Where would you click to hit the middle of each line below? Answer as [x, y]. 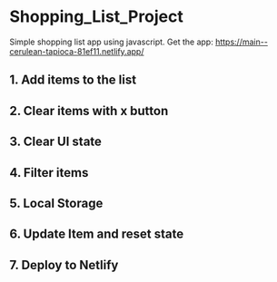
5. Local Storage [56, 203]
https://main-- [241, 42]
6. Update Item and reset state [97, 234]
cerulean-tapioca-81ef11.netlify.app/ [77, 51]
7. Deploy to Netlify [64, 265]
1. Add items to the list [73, 80]
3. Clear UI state [56, 142]
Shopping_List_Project [96, 17]
